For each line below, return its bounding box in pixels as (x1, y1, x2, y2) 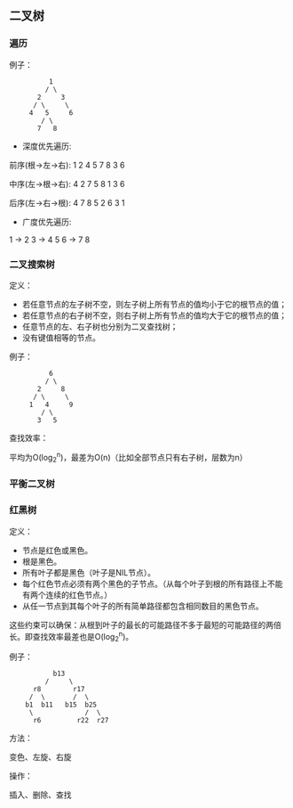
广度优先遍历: (21, 216, 72, 227)
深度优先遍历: (21, 141, 72, 151)
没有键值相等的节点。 (21, 332, 100, 343)
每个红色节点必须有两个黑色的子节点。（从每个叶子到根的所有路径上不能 (21, 578, 283, 589)
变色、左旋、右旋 (9, 752, 72, 763)
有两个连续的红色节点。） (21, 589, 113, 600)
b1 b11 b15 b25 (25, 700, 98, 710)
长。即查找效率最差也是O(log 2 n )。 (9, 629, 134, 644)
